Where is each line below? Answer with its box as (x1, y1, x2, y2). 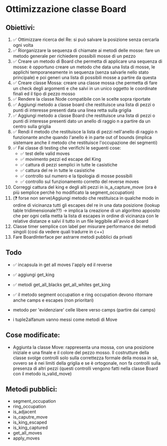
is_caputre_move (12, 414, 48, 420)
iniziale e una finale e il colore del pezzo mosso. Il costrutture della (12, 349, 150, 355)
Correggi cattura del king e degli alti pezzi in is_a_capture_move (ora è (12, 184, 157, 190)
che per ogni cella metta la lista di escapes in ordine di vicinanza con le (12, 213, 159, 219)
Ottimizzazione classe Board (5, 3, 126, 15)
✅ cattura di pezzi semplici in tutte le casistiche (20, 162, 118, 167)
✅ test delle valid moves (20, 150, 70, 156)
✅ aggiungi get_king (12, 272, 55, 278)
